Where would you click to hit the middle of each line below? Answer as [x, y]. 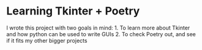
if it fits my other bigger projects [47, 40]
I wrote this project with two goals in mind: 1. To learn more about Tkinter [98, 28]
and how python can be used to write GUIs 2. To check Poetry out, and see [101, 34]
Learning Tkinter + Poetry [73, 11]
